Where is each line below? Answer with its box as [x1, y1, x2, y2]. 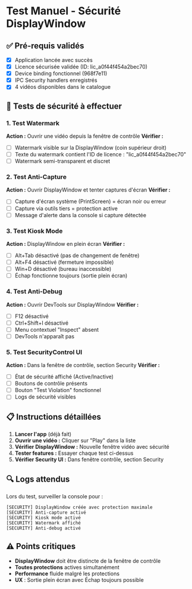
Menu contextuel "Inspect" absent [14, 326, 99, 333]
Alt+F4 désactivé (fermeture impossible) [14, 258, 114, 266]
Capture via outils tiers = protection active [14, 205, 118, 212]
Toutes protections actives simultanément [14, 563, 120, 571]
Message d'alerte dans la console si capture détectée [14, 211, 147, 218]
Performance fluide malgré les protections [14, 570, 120, 577]
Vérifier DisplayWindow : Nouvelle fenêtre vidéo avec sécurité [14, 443, 169, 451]
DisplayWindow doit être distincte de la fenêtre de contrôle [14, 557, 161, 565]
